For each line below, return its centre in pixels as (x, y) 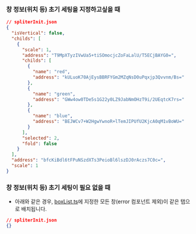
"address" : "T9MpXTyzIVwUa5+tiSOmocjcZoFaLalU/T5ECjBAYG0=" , (99, 55)
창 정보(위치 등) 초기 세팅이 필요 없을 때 (59, 187)
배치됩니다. (34, 209)
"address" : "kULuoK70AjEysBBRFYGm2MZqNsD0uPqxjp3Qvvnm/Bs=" (108, 78)
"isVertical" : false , (38, 33)
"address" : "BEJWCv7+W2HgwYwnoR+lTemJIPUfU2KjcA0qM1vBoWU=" (108, 122)
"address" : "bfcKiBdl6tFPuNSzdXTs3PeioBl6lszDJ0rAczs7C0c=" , (89, 160)
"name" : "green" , (54, 94)
